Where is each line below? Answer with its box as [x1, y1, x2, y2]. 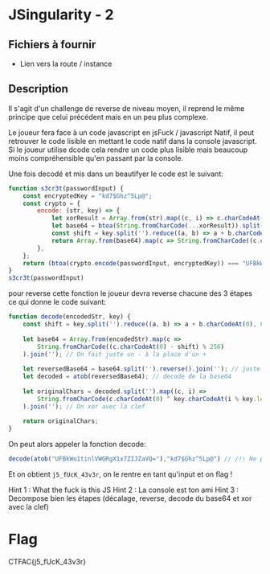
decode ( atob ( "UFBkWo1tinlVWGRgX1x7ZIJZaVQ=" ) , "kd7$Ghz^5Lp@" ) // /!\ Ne [8, 455, 257, 463]
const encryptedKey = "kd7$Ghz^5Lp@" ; [22, 191, 153, 200]
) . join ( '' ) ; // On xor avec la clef [22, 402, 146, 411]
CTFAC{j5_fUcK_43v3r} [8, 557, 87, 566]
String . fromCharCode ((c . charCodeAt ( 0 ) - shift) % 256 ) [37, 342, 225, 351]
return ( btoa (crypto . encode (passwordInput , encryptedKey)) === [22, 259, 239, 267]
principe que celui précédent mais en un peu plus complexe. [8, 112, 209, 121]
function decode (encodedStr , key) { [8, 313, 131, 321]
